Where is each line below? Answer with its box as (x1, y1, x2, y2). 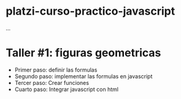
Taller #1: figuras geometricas (6, 46, 161, 60)
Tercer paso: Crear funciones (14, 79, 90, 86)
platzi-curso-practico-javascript (6, 4, 175, 18)
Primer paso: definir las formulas (14, 66, 98, 73)
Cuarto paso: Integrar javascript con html (14, 86, 119, 93)
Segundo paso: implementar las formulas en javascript (14, 72, 153, 80)
